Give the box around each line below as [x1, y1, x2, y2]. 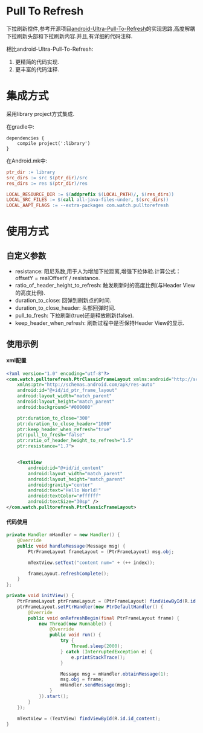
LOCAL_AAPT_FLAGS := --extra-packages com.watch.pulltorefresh [6, 202, 169, 209]
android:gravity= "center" [28, 482, 94, 488]
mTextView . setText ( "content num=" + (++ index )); [28, 560, 155, 566]
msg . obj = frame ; [60, 676, 104, 683]
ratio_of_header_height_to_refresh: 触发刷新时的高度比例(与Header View [14, 282, 195, 289]
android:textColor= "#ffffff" [28, 493, 101, 499]
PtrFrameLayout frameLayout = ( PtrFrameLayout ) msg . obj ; [28, 548, 174, 555]
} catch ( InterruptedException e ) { [60, 648, 153, 655]
